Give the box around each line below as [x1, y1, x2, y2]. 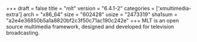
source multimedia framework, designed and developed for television [6, 23, 175, 30]
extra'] [6, 11, 22, 18]
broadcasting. [6, 29, 40, 36]
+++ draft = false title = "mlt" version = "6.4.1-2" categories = [6, 5, 155, 12]
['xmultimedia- [155, 5, 192, 12]
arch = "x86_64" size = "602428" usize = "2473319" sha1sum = [23, 11, 178, 18]
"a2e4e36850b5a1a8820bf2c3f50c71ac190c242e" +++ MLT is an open [6, 17, 179, 24]
